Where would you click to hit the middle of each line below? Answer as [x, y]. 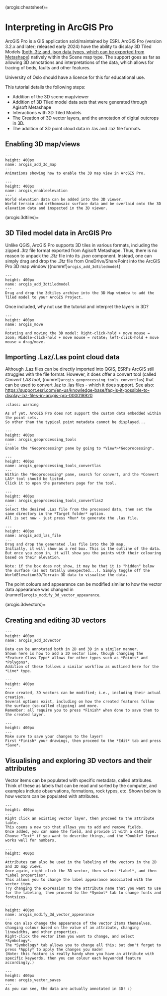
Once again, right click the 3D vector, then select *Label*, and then [81, 871]
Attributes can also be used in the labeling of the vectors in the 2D [81, 862]
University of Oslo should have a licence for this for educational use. [75, 77]
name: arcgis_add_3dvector [33, 641]
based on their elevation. [33, 558]
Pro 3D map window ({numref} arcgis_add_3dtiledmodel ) [63, 266]
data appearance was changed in [39, 590]
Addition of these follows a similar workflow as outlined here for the [82, 667]
